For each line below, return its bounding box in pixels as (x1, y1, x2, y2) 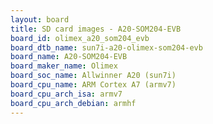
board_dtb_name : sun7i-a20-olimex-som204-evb (10, 42, 203, 53)
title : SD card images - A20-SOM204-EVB (10, 24, 182, 34)
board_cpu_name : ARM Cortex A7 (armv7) (10, 80, 177, 90)
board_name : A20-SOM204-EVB (10, 52, 128, 62)
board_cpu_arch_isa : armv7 (10, 89, 123, 99)
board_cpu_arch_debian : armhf (10, 98, 137, 108)
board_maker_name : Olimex (10, 61, 118, 71)
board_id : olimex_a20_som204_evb (10, 33, 150, 43)
